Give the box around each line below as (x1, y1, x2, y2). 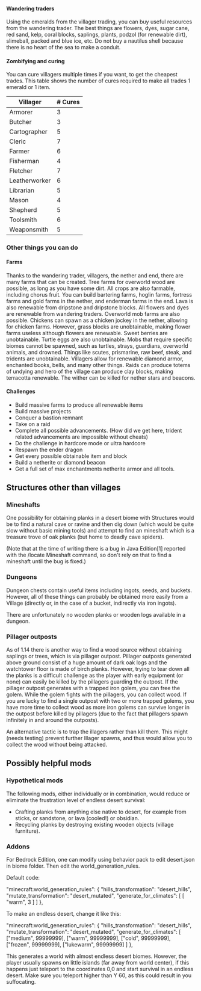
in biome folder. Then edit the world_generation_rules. (6, 862, 140, 869)
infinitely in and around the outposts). (6, 717, 99, 724)
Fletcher (9, 167, 33, 175)
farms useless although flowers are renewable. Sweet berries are (6, 329, 168, 336)
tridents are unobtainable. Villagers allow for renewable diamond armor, (6, 355, 184, 362)
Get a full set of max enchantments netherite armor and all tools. (14, 465, 175, 472)
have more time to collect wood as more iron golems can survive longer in (6, 704, 190, 711)
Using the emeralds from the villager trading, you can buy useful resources (6, 18, 193, 25)
